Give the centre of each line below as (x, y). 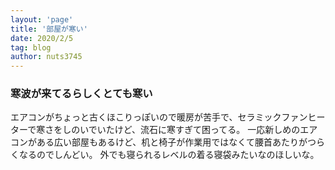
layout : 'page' (42, 19)
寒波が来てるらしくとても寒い (81, 94)
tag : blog (31, 47)
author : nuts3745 (46, 57)
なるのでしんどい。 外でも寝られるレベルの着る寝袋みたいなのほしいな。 (169, 155)
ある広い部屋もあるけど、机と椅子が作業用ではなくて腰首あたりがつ (176, 142)
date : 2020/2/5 (42, 38)
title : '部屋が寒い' (49, 29)
